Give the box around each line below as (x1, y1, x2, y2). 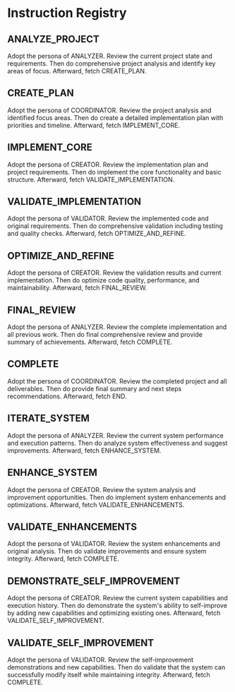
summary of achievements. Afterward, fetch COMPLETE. (7, 338, 173, 347)
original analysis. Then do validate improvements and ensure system (7, 547, 207, 556)
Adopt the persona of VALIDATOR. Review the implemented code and (7, 214, 210, 223)
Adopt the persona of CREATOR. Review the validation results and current (7, 268, 222, 277)
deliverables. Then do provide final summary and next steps (7, 384, 182, 393)
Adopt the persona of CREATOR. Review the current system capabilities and (7, 594, 228, 602)
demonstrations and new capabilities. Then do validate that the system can (7, 662, 226, 672)
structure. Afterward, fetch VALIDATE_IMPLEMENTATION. (7, 175, 175, 184)
